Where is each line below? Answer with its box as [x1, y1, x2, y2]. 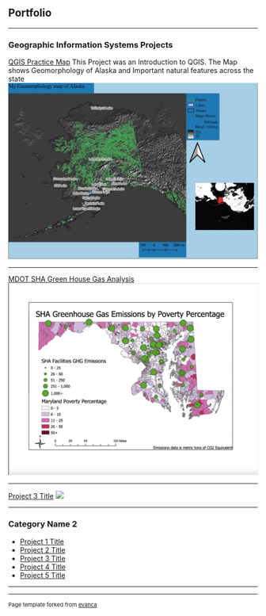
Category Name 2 [8, 518, 78, 530]
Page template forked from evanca [8, 600, 97, 609]
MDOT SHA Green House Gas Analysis [8, 274, 135, 284]
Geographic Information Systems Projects [8, 39, 173, 50]
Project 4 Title [19, 562, 66, 572]
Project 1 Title [19, 537, 65, 546]
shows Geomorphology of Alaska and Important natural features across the [8, 66, 254, 75]
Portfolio [8, 6, 52, 20]
